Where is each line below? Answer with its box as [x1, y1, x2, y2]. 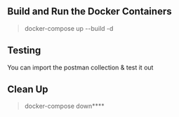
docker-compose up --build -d [24, 24, 114, 32]
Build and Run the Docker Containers [7, 6, 172, 18]
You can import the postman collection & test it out [7, 63, 154, 71]
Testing [7, 45, 41, 57]
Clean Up [7, 83, 48, 95]
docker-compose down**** [24, 102, 105, 111]
